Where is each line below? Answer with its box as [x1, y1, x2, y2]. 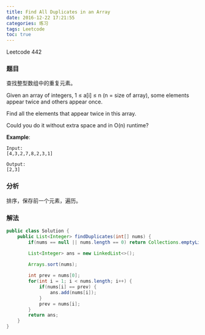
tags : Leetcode [6, 26, 45, 32]
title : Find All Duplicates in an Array [6, 9, 111, 15]
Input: [6, 146, 23, 152]
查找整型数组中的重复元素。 [6, 80, 76, 87]
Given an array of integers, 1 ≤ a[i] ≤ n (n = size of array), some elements [6, 92, 189, 99]
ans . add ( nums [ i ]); [49, 289, 97, 295]
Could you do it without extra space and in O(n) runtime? [6, 122, 149, 129]
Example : [6, 133, 31, 141]
